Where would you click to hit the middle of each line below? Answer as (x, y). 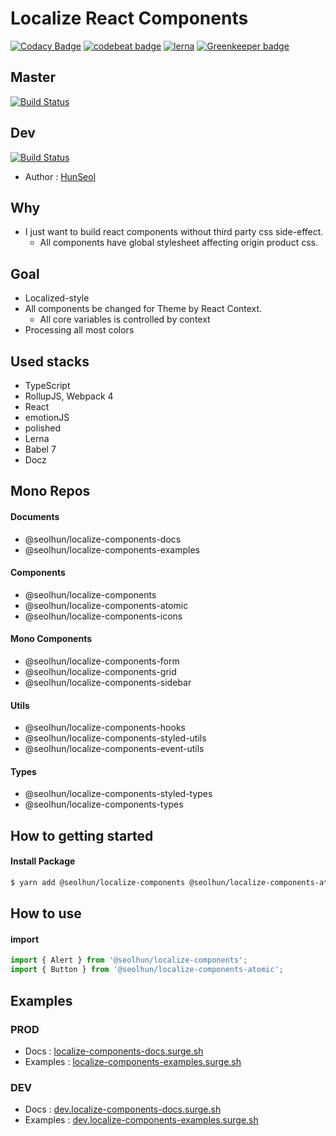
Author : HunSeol (60, 176)
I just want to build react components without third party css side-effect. (174, 232)
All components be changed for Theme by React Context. (143, 309)
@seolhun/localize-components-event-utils (114, 749)
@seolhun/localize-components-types (104, 804)
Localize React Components (129, 18)
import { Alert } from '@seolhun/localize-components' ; (129, 960)
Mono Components (51, 639)
